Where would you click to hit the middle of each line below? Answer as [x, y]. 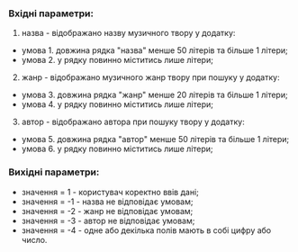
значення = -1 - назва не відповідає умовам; [107, 202]
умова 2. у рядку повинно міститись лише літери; [117, 60]
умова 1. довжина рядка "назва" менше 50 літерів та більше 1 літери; [155, 50]
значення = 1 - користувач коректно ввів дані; [110, 192]
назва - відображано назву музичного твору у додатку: [128, 33]
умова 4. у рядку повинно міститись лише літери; [117, 104]
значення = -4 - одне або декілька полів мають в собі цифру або [146, 230]
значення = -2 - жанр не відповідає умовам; [107, 211]
